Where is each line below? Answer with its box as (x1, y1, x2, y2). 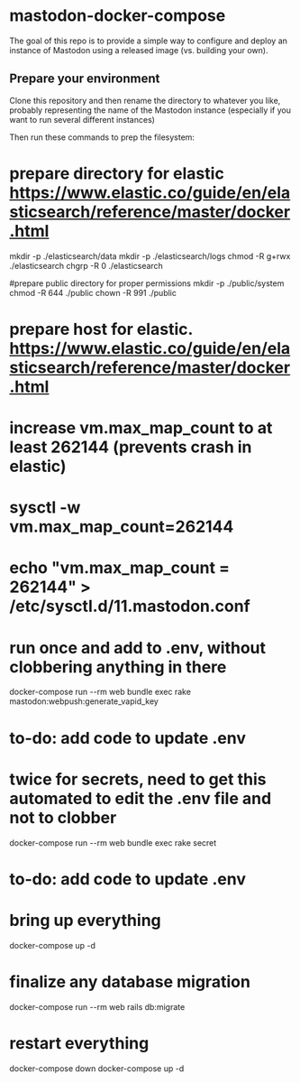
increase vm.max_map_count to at (9, 418, 273, 439)
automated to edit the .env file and (9, 788, 272, 809)
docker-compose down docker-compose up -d (9, 1062, 185, 1074)
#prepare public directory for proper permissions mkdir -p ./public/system (9, 277, 285, 289)
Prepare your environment (9, 71, 160, 87)
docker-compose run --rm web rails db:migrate (9, 1001, 186, 1012)
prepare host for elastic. (9, 319, 194, 339)
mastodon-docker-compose (9, 5, 226, 26)
